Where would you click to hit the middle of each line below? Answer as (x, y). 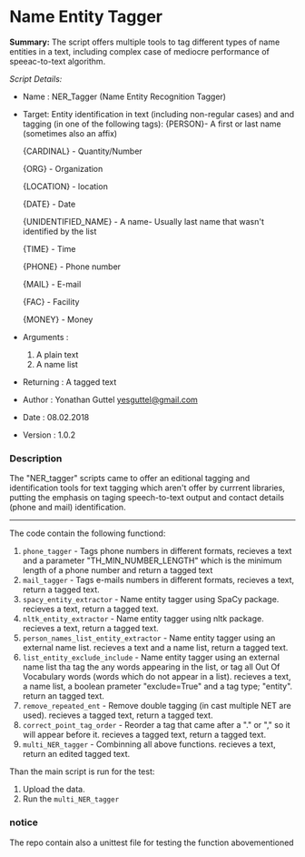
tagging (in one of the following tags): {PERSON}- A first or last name (152, 124)
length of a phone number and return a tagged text (118, 570)
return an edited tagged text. (76, 754)
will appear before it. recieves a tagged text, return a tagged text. (144, 735)
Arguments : (45, 337)
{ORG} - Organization (63, 168)
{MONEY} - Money (58, 319)
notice (24, 822)
